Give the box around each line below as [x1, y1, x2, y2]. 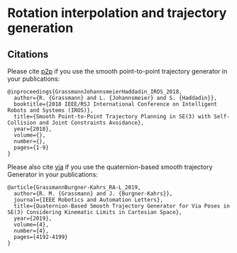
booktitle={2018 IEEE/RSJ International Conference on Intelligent [13, 101, 218, 108]
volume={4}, [13, 221, 50, 228]
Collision [7, 119, 37, 126]
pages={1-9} [13, 144, 50, 151]
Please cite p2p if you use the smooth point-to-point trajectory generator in [7, 67, 228, 75]
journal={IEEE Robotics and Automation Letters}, [13, 196, 163, 203]
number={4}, [13, 227, 50, 235]
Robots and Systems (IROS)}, [7, 107, 94, 114]
